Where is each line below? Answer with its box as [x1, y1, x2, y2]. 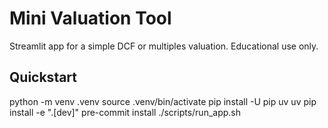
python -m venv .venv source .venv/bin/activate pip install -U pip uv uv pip [9, 95, 317, 107]
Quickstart [9, 69, 78, 86]
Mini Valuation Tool [9, 7, 172, 30]
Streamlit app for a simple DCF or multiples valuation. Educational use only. [9, 40, 319, 52]
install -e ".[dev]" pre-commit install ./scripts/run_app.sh [9, 106, 242, 118]
